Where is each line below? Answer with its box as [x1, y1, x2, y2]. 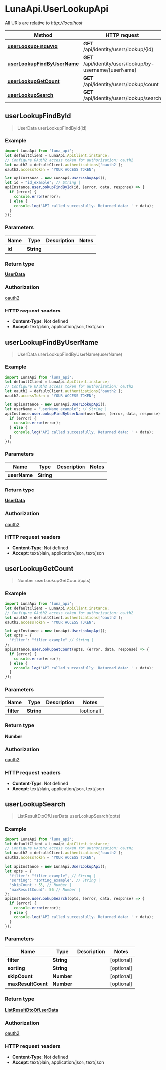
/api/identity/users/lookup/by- [83, 60, 155, 67]
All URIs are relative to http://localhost [5, 20, 83, 26]
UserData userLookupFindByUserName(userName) [17, 351, 123, 357]
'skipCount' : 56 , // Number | [9, 883, 72, 888]
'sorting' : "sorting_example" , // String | [9, 878, 100, 883]
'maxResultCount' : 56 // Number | [9, 887, 81, 892]
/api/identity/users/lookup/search [83, 95, 162, 102]
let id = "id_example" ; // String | [5, 180, 81, 185]
